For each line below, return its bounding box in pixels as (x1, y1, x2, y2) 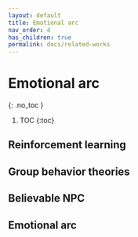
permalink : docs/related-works (8, 41, 111, 49)
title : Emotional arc (8, 19, 79, 27)
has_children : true (8, 33, 72, 42)
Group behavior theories (8, 165, 131, 178)
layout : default (8, 11, 61, 20)
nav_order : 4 (8, 26, 51, 34)
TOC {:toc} (19, 115, 55, 126)
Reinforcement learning (8, 138, 127, 151)
